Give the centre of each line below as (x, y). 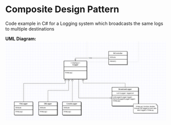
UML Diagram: (21, 39)
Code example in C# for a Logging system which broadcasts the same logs (84, 23)
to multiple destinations (30, 28)
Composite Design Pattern (62, 9)
